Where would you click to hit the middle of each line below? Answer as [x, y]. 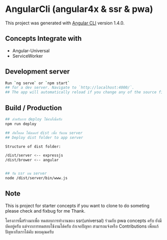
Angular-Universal [31, 50]
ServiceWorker [28, 56]
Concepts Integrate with [43, 39]
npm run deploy [21, 124]
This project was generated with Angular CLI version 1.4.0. [65, 23]
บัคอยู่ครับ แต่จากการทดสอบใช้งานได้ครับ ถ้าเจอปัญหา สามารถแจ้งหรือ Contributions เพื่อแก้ [82, 226]
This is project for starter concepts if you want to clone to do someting [78, 206]
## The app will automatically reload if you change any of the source [81, 92]
